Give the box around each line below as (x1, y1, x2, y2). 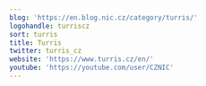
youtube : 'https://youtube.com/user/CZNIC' (9, 64, 175, 73)
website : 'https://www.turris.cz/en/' (9, 55, 154, 64)
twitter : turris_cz (9, 47, 82, 56)
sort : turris (9, 30, 58, 39)
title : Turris (9, 38, 63, 47)
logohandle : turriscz (9, 21, 90, 30)
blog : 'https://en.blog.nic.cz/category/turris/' (9, 13, 199, 22)
